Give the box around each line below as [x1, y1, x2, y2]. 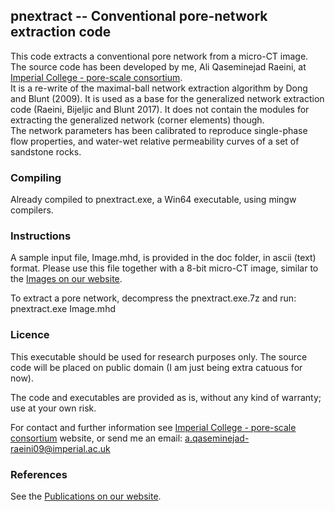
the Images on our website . [10, 273, 123, 285]
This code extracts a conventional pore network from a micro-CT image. [10, 50, 309, 62]
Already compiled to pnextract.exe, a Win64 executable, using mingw [10, 194, 297, 206]
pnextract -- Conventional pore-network [10, 8, 268, 25]
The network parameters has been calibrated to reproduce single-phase [10, 124, 308, 136]
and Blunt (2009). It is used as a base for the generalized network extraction [10, 92, 325, 104]
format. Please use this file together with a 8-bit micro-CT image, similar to [10, 262, 319, 274]
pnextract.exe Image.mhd [10, 303, 116, 315]
